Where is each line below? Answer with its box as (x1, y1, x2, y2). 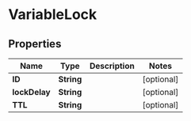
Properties (8, 37, 62, 51)
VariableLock (8, 6, 97, 24)
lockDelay (12, 87, 51, 97)
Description (90, 61, 135, 71)
